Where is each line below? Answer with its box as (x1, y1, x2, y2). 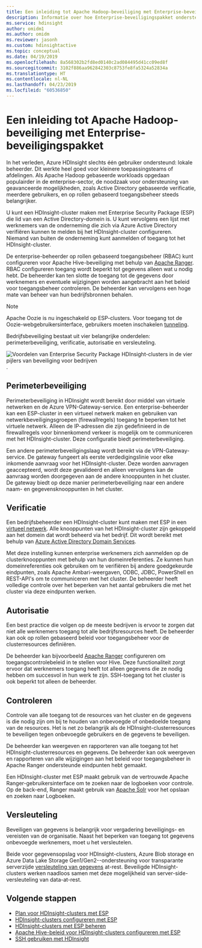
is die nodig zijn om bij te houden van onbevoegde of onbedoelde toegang (6, 718, 191, 725)
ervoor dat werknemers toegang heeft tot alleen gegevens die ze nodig (6, 665, 183, 673)
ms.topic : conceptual (6, 48, 61, 54)
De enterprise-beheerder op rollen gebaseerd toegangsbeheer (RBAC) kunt (6, 253, 194, 260)
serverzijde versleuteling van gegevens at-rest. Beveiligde (6, 863, 150, 870)
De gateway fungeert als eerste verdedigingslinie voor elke (27, 453, 174, 460)
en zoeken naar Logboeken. (6, 793, 76, 800)
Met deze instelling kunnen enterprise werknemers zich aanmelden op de (6, 550, 189, 557)
